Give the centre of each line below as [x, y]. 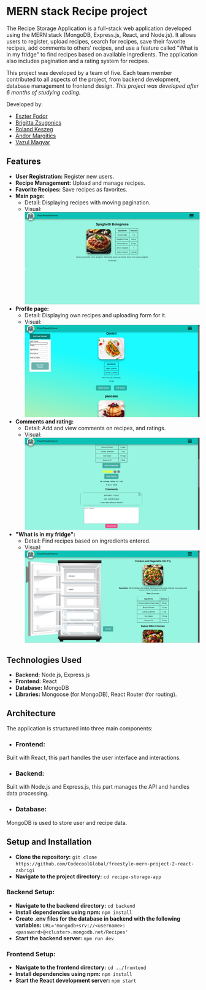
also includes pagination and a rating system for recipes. [78, 61]
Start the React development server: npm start [76, 981]
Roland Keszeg [34, 129]
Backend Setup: [31, 892]
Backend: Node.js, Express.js [52, 675]
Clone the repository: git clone [56, 857]
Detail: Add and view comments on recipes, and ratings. [95, 428]
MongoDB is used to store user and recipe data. [67, 822]
